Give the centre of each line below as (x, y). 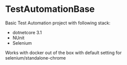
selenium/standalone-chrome (35, 58)
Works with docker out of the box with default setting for (63, 53)
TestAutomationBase (50, 9)
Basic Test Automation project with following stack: (58, 23)
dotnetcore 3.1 (27, 32)
